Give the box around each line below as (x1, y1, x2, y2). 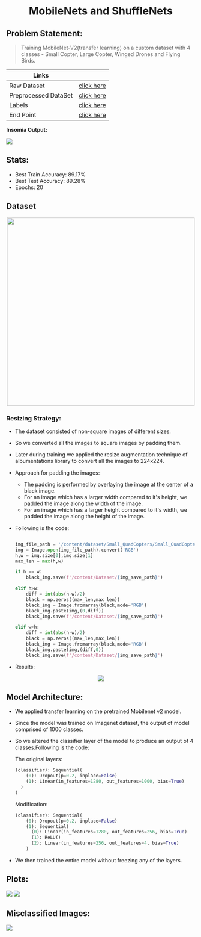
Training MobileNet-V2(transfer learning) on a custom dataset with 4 (20, 44, 191, 51)
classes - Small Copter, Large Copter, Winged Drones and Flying (20, 51, 181, 58)
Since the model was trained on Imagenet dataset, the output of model (14, 720, 190, 727)
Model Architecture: (6, 692, 83, 702)
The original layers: (14, 756, 63, 763)
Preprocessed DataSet (9, 92, 73, 99)
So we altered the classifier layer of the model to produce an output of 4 (14, 738, 194, 745)
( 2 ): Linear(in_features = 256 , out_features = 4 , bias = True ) (31, 840, 179, 847)
